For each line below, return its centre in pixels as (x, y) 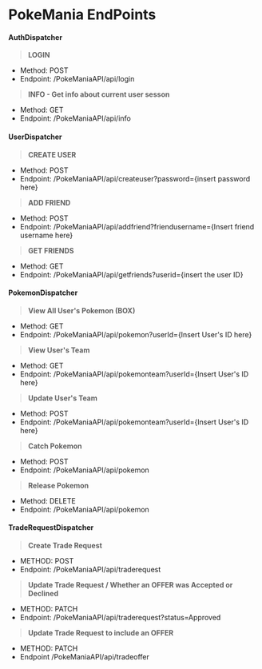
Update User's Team (63, 398)
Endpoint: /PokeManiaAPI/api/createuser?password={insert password (135, 178)
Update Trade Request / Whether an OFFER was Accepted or (130, 585)
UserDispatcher (35, 137)
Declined (43, 593)
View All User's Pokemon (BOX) (81, 310)
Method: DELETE (48, 500)
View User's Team (59, 350)
